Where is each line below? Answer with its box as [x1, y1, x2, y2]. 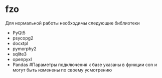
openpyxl [12, 56, 32, 62]
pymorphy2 [12, 45, 37, 51]
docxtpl [12, 40, 29, 46]
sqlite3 [12, 51, 27, 57]
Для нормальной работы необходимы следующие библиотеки [5, 20, 140, 26]
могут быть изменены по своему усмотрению [12, 66, 112, 73]
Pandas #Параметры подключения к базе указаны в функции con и [12, 61, 157, 67]
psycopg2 [12, 35, 34, 41]
